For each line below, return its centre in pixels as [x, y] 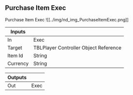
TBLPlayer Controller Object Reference [77, 47]
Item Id [15, 55]
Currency [18, 63]
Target [15, 47]
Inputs [18, 32]
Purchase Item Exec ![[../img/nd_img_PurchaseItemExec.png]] [67, 19]
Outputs [17, 77]
